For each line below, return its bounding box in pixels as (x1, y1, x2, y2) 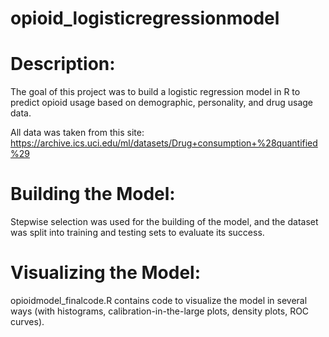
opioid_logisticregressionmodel (10, 7, 280, 30)
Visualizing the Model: (10, 262, 202, 284)
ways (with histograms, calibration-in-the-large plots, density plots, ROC (10, 305, 310, 317)
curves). (10, 316, 45, 327)
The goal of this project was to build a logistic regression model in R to (10, 86, 301, 98)
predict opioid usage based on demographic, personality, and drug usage (10, 97, 314, 109)
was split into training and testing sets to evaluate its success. (10, 227, 265, 239)
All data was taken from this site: (10, 127, 145, 139)
